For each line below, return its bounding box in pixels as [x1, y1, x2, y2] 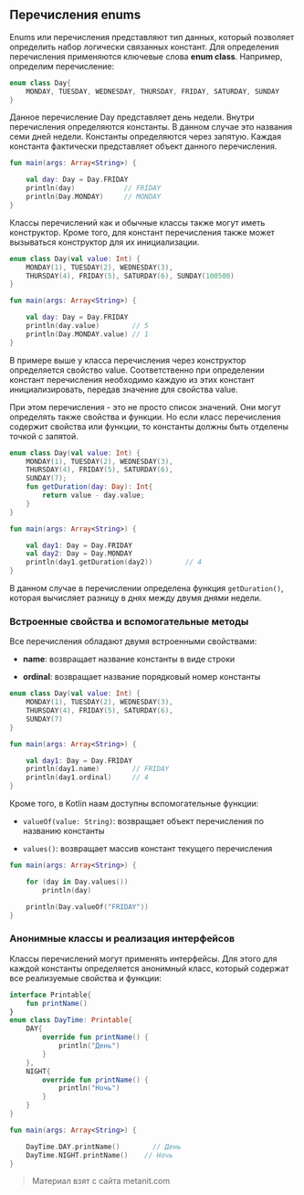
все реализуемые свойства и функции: [9, 972, 162, 983]
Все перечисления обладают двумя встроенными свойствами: [9, 636, 257, 647]
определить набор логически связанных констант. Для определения [9, 41, 279, 52]
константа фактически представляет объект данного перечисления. [9, 141, 278, 152]
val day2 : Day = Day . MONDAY [26, 549, 132, 558]
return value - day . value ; [42, 491, 145, 501]
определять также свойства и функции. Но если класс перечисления [9, 411, 281, 422]
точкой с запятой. [9, 430, 79, 441]
